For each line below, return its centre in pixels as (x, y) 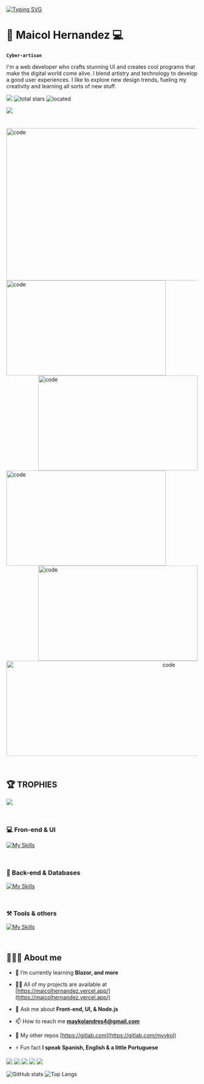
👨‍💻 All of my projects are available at (61, 984)
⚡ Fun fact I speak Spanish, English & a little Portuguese (87, 1047)
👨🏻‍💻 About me (34, 958)
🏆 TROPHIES (32, 784)
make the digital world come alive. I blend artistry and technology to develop (102, 73)
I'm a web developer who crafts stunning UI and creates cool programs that (101, 66)
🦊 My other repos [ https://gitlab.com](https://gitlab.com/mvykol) (96, 1035)
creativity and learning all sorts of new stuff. (61, 86)
